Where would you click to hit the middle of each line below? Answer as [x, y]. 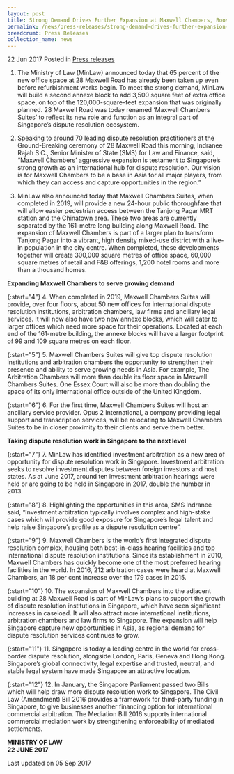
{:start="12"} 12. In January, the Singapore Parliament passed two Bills [108, 685]
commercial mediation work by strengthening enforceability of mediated [111, 722]
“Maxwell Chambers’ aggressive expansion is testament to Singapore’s [119, 160]
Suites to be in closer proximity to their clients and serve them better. [106, 427]
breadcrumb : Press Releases [48, 33]
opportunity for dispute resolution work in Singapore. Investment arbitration [116, 462]
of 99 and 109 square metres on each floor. [69, 341]
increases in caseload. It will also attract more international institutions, [109, 613]
